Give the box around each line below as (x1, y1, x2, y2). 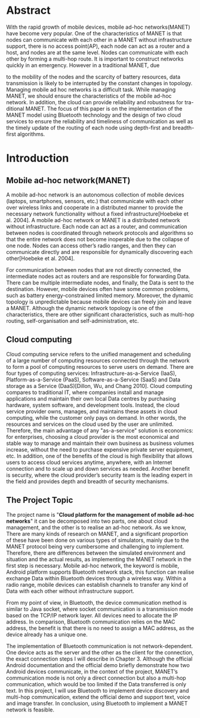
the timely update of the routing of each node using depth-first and (6, 124, 171, 131)
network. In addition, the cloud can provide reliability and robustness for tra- (6, 98, 194, 105)
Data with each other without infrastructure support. (6, 587, 134, 595)
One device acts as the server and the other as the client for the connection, (6, 649, 194, 656)
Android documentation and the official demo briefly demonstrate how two (6, 661, 190, 668)
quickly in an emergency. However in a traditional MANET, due (6, 61, 160, 69)
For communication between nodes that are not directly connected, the (6, 266, 181, 273)
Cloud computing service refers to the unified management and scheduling (6, 350, 191, 358)
